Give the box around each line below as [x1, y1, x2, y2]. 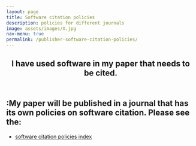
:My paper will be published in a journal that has [6, 98, 189, 108]
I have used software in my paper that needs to [11, 59, 190, 69]
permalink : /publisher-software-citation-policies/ [6, 36, 138, 42]
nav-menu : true [6, 31, 44, 37]
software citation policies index [14, 133, 92, 140]
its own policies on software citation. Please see [6, 108, 190, 118]
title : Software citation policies [6, 14, 95, 20]
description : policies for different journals [6, 20, 125, 26]
